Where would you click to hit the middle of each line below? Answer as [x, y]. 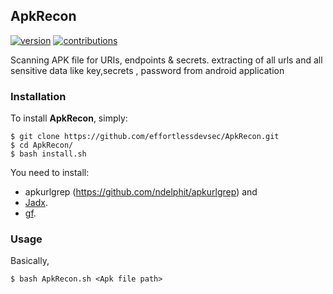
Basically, [30, 261]
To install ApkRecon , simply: [69, 118]
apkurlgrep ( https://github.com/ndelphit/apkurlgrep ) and [141, 192]
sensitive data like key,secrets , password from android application [147, 70]
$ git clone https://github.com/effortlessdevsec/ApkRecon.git [145, 137]
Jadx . [36, 203]
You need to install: [50, 173]
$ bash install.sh [48, 154]
